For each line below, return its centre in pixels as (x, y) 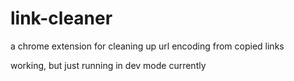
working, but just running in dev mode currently (108, 65)
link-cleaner (61, 18)
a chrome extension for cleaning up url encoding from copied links (147, 46)
